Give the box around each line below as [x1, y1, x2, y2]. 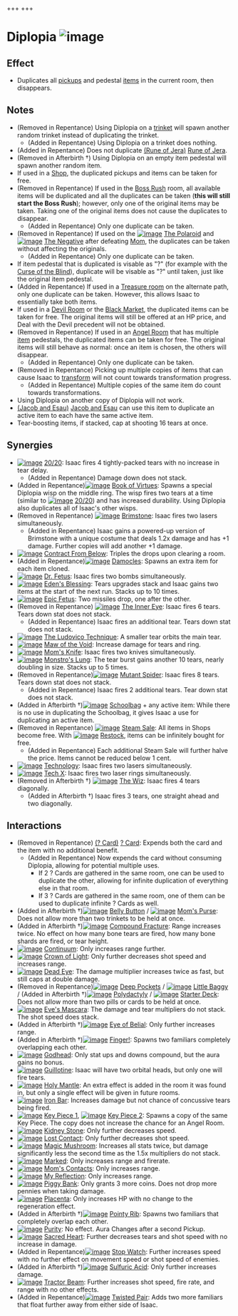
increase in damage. [16, 1240, 78, 1248]
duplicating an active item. [16, 716, 95, 724]
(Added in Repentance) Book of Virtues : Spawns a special [16, 480, 213, 489]
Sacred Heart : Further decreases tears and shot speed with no [44, 1233, 228, 1241]
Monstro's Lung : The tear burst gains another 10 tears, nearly [44, 655, 224, 664]
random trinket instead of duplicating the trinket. [16, 130, 160, 139]
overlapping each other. [16, 1043, 87, 1052]
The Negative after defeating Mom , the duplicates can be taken [44, 237, 230, 245]
